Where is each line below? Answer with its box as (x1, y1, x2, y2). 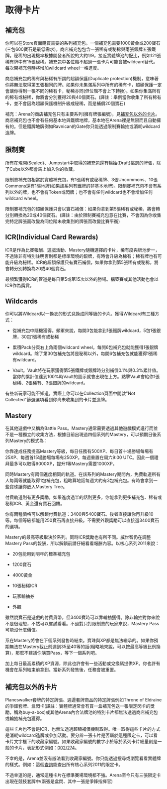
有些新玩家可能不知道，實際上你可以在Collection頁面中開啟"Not (5, 390, 136, 396)
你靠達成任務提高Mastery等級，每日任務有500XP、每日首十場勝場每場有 (5, 449, 154, 454)
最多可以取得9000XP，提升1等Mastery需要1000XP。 (9, 461, 117, 467)
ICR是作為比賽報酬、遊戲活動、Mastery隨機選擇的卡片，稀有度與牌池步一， (5, 247, 160, 253)
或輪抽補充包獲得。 (5, 715, 45, 722)
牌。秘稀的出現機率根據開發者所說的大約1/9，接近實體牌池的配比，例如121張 (5, 53, 162, 58)
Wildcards (5, 297, 38, 306)
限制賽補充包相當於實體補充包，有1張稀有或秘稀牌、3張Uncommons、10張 (5, 176, 158, 182)
